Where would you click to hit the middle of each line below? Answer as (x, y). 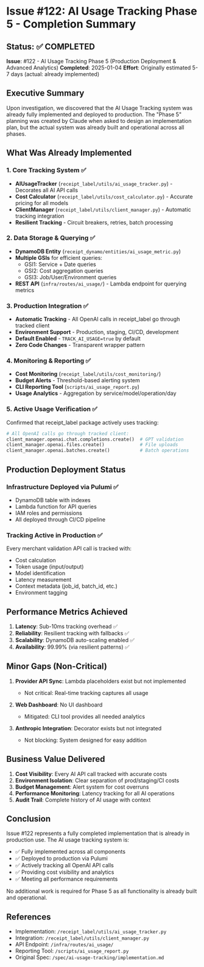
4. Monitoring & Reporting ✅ (49, 361)
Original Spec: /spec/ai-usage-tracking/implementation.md (90, 957)
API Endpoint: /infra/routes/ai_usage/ (64, 944)
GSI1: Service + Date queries (60, 264)
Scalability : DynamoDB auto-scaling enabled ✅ (75, 640)
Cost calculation (35, 560)
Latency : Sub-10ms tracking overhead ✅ (66, 626)
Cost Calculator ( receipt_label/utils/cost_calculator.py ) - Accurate (104, 197)
